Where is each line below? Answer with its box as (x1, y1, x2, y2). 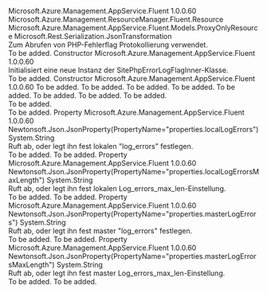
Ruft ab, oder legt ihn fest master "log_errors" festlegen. (8, 226, 193, 236)
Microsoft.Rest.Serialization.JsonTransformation (14, 32, 173, 41)
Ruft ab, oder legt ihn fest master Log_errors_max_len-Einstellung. (8, 268, 226, 278)
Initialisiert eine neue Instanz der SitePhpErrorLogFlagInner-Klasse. (8, 65, 229, 75)
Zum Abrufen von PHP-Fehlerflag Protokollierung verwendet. (8, 40, 209, 49)
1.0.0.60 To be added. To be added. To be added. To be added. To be (8, 82, 235, 92)
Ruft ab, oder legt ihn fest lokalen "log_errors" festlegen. (8, 142, 194, 150)
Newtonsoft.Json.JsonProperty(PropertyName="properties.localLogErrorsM (8, 167, 260, 176)
